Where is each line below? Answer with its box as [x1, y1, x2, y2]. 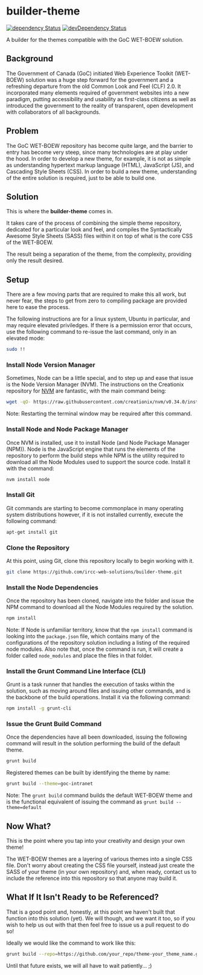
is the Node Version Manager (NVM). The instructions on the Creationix [6, 381, 184, 388]
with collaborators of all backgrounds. [6, 108, 101, 116]
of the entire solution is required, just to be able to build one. [6, 174, 156, 181]
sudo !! [6, 347, 26, 353]
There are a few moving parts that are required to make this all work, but [6, 291, 186, 298]
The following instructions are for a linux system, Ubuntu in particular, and [6, 315, 190, 322]
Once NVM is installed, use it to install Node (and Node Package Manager [6, 439, 190, 446]
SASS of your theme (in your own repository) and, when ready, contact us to [6, 868, 197, 875]
